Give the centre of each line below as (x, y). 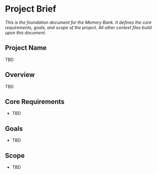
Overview (20, 75)
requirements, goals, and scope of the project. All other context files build (78, 27)
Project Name (26, 48)
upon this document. (26, 32)
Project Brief (31, 9)
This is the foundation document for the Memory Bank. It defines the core (78, 22)
